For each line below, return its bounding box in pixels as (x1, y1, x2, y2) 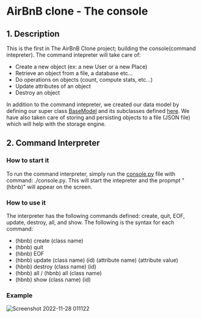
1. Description (6, 29, 60, 39)
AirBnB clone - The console (6, 4, 148, 18)
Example (6, 291, 33, 300)
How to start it (6, 156, 49, 165)
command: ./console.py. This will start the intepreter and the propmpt (6, 176, 181, 184)
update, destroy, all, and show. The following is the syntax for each (6, 219, 175, 226)
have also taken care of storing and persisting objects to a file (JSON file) (6, 114, 191, 121)
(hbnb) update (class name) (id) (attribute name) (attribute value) (15, 256, 179, 264)
